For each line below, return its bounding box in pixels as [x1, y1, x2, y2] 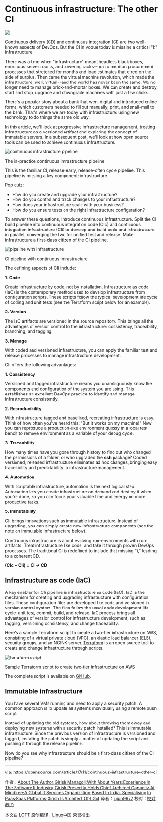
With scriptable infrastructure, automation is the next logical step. [5, 483, 136, 489]
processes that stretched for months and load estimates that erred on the [5, 69, 152, 75]
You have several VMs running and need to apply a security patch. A [5, 700, 142, 706]
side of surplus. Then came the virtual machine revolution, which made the [5, 74, 155, 80]
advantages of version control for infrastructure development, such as [5, 615, 146, 621]
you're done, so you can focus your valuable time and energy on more [5, 493, 146, 499]
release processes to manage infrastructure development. [5, 352, 121, 358]
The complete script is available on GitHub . [5, 673, 91, 679]
